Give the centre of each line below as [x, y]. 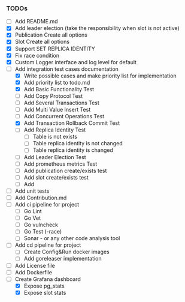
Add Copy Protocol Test [53, 96]
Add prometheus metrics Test [60, 164]
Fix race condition [37, 55]
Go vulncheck [41, 225]
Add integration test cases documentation [66, 69]
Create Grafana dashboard [48, 279]
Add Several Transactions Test [62, 103]
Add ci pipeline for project [47, 204]
